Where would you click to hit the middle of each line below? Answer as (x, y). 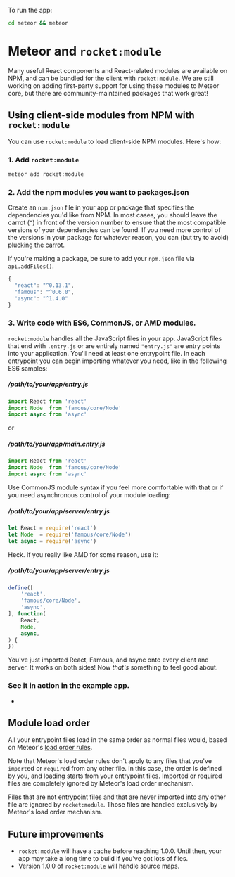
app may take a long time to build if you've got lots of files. (103, 859)
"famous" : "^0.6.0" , (44, 292)
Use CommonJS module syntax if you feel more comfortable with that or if (116, 487)
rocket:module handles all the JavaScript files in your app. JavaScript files (115, 338)
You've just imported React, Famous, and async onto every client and (109, 660)
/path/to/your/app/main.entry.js (57, 444)
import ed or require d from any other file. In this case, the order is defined (115, 769)
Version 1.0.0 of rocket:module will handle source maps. (99, 866)
